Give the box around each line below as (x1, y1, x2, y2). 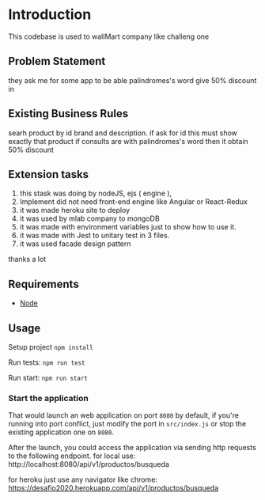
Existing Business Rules (8, 107, 129, 120)
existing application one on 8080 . (8, 427, 115, 437)
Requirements (8, 277, 79, 290)
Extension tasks (8, 168, 89, 181)
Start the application (8, 392, 89, 403)
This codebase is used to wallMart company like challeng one (8, 32, 210, 41)
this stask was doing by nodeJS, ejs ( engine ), (19, 188, 172, 199)
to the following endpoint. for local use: (8, 451, 136, 460)
